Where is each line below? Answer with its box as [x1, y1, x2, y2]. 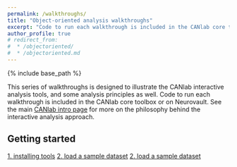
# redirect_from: [7, 37, 59, 44]
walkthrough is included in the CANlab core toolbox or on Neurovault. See [7, 97, 222, 106]
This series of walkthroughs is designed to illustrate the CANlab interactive [7, 82, 224, 91]
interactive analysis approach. [7, 112, 95, 120]
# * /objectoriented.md [7, 50, 80, 57]
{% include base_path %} [7, 68, 82, 78]
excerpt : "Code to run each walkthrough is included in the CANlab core [7, 23, 226, 30]
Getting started [7, 133, 76, 145]
